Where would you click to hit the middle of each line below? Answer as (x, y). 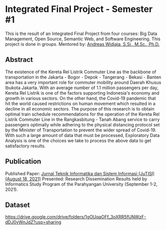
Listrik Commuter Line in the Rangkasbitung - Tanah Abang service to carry (83, 119)
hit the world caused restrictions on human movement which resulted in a (80, 104)
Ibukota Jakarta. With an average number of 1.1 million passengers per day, (82, 88)
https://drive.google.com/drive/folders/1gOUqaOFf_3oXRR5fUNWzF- (76, 217)
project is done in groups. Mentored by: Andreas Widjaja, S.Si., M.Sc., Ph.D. (83, 44)
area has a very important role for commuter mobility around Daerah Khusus (83, 82)
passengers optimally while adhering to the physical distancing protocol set (83, 124)
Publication (23, 162)
